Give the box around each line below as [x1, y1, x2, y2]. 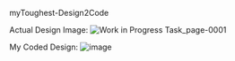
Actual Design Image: [9, 25, 89, 34]
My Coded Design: [9, 42, 79, 52]
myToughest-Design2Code [9, 8, 109, 18]
